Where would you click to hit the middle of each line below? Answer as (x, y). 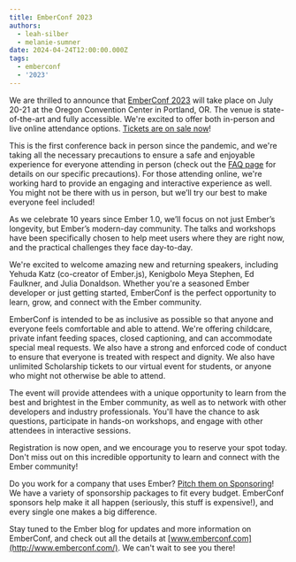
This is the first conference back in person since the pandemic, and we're (143, 145)
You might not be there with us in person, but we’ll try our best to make (138, 192)
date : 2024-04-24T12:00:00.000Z (68, 50)
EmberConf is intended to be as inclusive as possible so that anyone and (141, 319)
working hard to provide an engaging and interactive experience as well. (140, 183)
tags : (19, 58)
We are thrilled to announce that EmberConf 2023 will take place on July (141, 100)
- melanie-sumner (49, 42)
